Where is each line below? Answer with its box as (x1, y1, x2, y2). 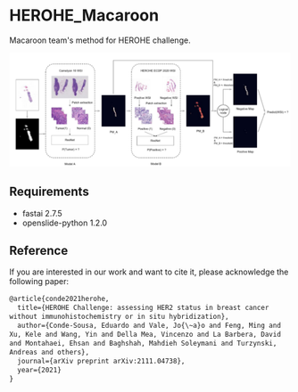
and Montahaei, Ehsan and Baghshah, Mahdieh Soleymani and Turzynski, (9, 339, 277, 348)
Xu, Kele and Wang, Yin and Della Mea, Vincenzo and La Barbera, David (9, 331, 281, 339)
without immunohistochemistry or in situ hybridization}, (9, 313, 229, 322)
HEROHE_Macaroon (9, 5, 159, 26)
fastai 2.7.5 (21, 208, 62, 218)
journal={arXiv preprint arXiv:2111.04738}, (17, 357, 186, 366)
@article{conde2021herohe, (9, 295, 110, 304)
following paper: (9, 276, 70, 287)
